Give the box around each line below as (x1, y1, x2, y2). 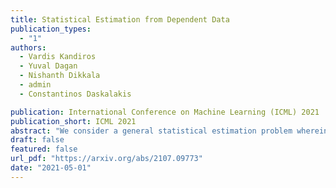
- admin (19, 80, 52, 90)
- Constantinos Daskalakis (19, 89, 132, 99)
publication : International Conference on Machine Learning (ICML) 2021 (10, 107, 320, 117)
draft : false (10, 135, 65, 145)
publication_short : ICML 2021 (10, 116, 137, 126)
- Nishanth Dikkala (19, 71, 101, 81)
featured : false (10, 144, 78, 155)
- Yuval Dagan (19, 61, 78, 71)
